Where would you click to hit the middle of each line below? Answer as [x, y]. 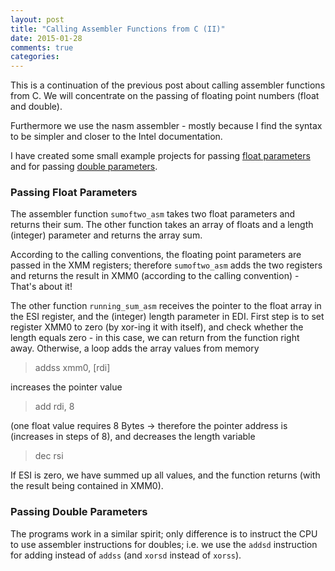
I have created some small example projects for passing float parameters [160, 156]
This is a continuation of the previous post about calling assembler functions [168, 85]
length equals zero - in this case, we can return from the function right [155, 338]
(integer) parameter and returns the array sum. [106, 235]
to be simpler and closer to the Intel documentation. [116, 137]
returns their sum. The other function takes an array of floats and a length [162, 225]
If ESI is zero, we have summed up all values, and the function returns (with [165, 475]
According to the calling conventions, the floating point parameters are [156, 255]
